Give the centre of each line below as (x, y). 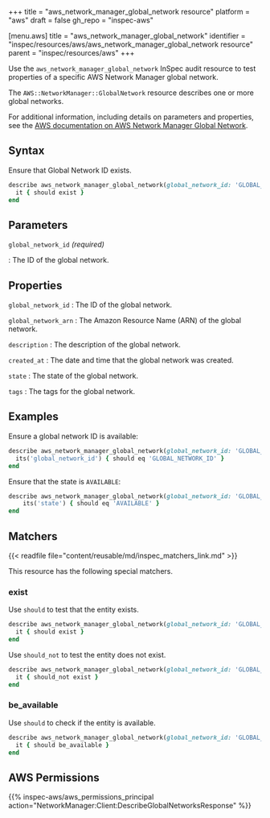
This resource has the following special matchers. (90, 571)
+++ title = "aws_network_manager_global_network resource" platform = (129, 12)
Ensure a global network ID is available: (74, 436)
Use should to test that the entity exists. (74, 610)
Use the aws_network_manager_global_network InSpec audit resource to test (132, 69)
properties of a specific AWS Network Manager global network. (113, 77)
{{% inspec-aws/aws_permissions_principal (81, 797)
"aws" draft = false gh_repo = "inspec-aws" (81, 20)
